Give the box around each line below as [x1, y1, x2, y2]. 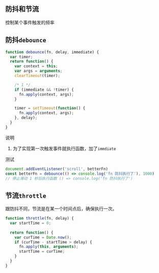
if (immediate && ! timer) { [14, 87, 74, 92]
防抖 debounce [5, 36, 46, 44]
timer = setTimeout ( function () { [14, 106, 86, 111]
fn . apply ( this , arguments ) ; [18, 244, 79, 250]
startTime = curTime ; [18, 249, 65, 254]
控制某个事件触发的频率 [5, 19, 55, 25]
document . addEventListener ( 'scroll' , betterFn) [5, 166, 109, 172]
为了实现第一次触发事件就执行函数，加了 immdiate [12, 145, 116, 151]
